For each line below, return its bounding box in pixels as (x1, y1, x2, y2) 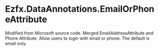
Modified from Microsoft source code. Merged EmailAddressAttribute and (5, 30, 154, 36)
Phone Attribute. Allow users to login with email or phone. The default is (5, 35, 150, 41)
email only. (5, 40, 27, 46)
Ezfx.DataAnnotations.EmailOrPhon (5, 3, 155, 15)
